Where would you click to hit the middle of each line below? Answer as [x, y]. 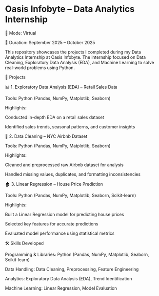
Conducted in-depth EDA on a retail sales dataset [55, 117]
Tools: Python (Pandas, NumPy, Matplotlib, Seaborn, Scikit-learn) [70, 195]
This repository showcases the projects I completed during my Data [73, 52]
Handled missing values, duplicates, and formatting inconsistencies [73, 174]
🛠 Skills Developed [24, 243]
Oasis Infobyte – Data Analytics [70, 9]
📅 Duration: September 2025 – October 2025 [50, 42]
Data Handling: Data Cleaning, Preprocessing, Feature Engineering [72, 269]
